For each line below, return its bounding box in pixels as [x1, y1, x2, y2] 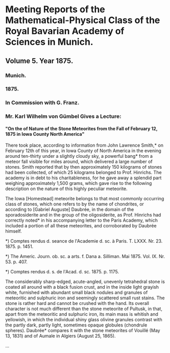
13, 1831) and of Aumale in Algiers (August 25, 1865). [5, 333, 116, 339]
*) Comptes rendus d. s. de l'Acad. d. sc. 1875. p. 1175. [5, 269, 119, 275]
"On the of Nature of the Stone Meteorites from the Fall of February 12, [5, 125, 158, 131]
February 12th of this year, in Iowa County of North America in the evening [5, 148, 162, 154]
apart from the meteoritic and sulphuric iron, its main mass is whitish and [5, 311, 158, 317]
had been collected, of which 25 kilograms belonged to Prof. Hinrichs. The [5, 170, 162, 176]
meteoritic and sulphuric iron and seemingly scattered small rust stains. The [5, 295, 165, 301]
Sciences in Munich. [5, 36, 93, 48]
